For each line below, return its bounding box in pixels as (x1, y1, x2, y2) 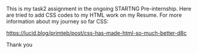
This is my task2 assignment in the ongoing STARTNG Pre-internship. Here (6, 5, 192, 12)
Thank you (6, 41, 33, 48)
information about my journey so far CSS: (6, 18, 109, 25)
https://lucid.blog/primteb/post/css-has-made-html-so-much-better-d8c (6, 29, 187, 37)
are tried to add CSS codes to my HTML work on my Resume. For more (6, 11, 182, 19)
